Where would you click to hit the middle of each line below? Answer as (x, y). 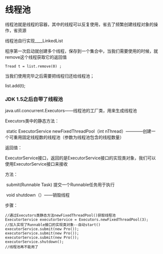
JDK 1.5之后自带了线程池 (34, 99)
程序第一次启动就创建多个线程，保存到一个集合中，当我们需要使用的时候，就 (81, 51)
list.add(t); (15, 85)
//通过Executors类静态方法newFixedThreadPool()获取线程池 (60, 216)
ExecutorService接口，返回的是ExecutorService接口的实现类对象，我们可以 (81, 158)
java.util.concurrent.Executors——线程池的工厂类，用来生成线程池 (71, 111)
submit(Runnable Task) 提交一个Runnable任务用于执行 (60, 185)
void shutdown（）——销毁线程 (38, 195)
